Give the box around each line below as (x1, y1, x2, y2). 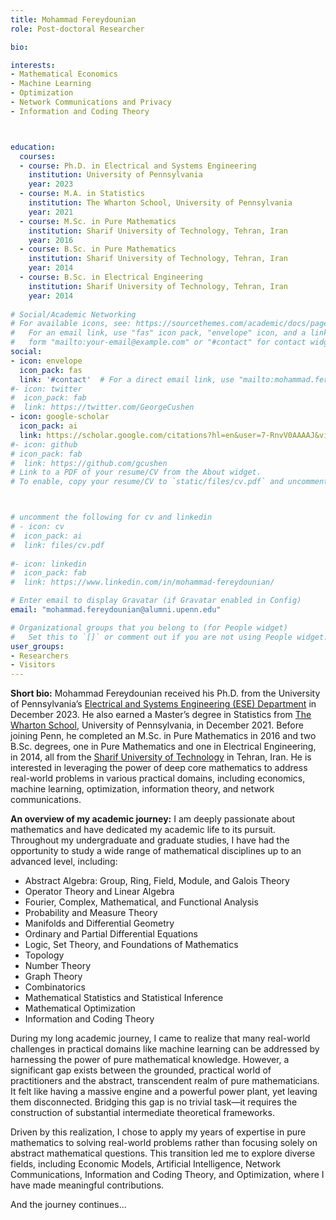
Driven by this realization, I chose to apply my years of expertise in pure (10, 1126, 307, 1138)
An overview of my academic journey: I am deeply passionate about (10, 813, 296, 825)
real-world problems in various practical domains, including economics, (10, 772, 306, 785)
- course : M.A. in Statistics (19, 189, 145, 199)
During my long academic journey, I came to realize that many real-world (10, 1032, 311, 1045)
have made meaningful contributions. (10, 1179, 165, 1191)
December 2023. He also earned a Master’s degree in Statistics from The (10, 709, 312, 721)
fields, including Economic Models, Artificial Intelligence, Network (10, 1158, 282, 1170)
